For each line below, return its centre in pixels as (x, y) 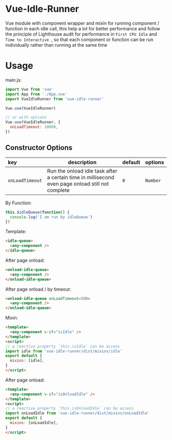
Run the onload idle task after (82, 171)
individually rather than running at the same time (56, 45)
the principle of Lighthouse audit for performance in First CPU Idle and (81, 34)
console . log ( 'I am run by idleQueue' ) (51, 217)
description (82, 162)
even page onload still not (78, 184)
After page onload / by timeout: (38, 289)
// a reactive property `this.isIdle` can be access (63, 346)
